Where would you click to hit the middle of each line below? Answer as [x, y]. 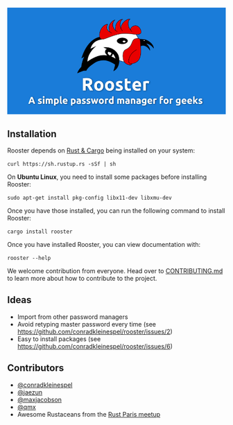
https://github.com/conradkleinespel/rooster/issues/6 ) [95, 346]
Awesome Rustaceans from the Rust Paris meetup [89, 414]
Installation [32, 133]
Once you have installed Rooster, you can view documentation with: [104, 244]
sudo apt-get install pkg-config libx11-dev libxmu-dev [89, 198]
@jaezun [30, 392]
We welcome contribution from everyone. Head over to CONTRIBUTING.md [115, 270]
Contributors [36, 368]
